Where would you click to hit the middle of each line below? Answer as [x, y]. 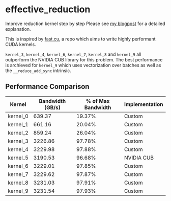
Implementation [144, 104]
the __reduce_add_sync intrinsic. [38, 71]
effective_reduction [48, 9]
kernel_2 [18, 132]
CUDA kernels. [21, 44]
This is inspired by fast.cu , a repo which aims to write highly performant [80, 39]
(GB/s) [52, 107]
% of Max [98, 101]
